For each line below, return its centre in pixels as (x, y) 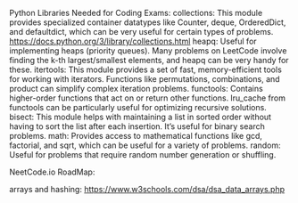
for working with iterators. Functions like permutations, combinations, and (145, 79)
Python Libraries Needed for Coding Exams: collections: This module (136, 13)
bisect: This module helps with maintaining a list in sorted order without (141, 117)
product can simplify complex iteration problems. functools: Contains (136, 89)
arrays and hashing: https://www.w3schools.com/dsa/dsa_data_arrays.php (147, 189)
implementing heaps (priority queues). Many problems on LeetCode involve (148, 51)
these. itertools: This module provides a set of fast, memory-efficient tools (146, 69)
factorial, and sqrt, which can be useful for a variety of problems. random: (145, 145)
